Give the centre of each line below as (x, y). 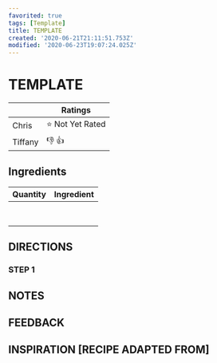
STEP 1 (22, 270)
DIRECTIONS (41, 247)
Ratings (76, 110)
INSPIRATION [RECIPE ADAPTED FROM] (109, 350)
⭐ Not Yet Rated (76, 124)
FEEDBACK (37, 323)
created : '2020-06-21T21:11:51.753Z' (71, 38)
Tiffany (26, 142)
